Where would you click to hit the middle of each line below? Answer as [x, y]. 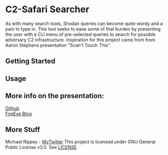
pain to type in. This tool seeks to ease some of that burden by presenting [83, 29]
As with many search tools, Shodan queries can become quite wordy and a [84, 23]
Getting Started [30, 61]
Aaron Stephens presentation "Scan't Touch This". [58, 45]
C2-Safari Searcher [47, 9]
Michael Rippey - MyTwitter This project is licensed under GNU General [80, 142]
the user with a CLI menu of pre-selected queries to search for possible [80, 34]
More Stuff [23, 129]
